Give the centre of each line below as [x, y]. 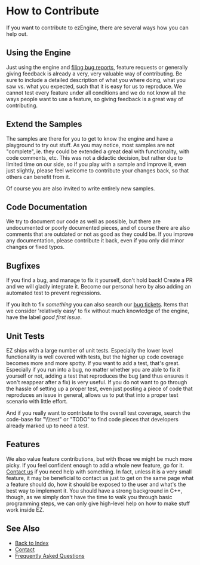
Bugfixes [23, 265]
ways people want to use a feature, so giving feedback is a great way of [95, 99]
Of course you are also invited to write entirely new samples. [81, 188]
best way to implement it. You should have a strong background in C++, [94, 490]
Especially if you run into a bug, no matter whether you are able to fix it [93, 370]
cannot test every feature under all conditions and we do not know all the [96, 92]
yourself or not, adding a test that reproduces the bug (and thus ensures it [97, 376]
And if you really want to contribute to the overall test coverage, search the [98, 413]
